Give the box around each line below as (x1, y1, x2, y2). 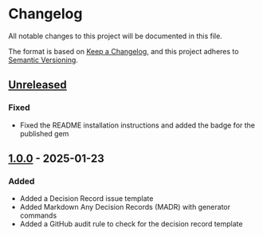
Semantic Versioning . (8, 55, 78, 65)
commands (19, 210, 57, 220)
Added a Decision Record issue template (19, 194, 154, 203)
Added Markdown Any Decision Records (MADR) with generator (19, 203, 231, 212)
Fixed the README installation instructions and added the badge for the (19, 120, 256, 130)
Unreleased (8, 78, 68, 92)
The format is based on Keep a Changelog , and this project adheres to (8, 46, 239, 56)
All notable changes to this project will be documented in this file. (8, 31, 223, 41)
